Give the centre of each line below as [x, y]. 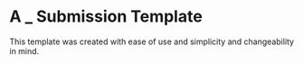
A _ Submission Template [106, 17]
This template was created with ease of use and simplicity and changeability [152, 41]
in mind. [24, 50]
